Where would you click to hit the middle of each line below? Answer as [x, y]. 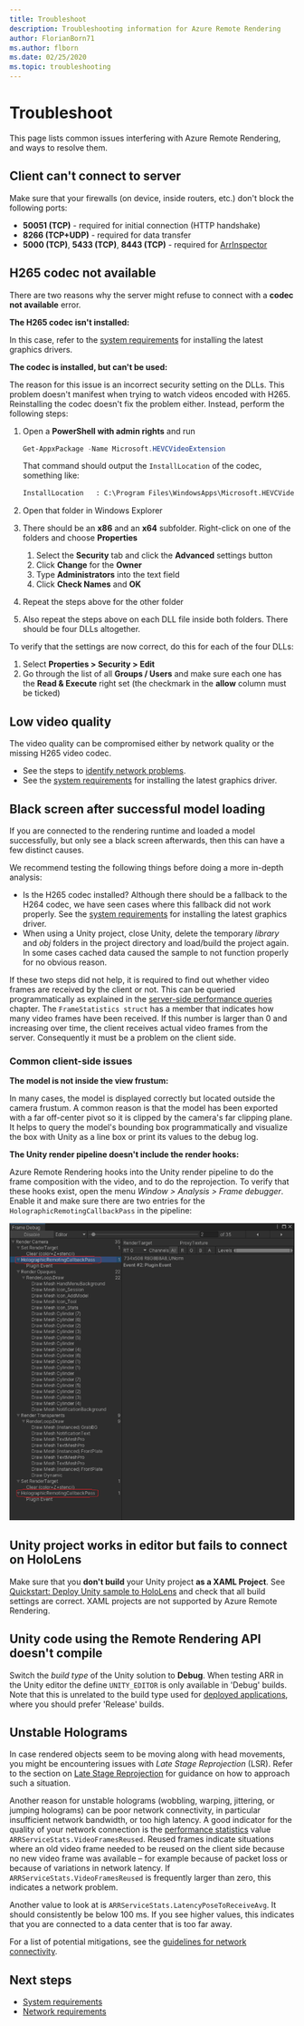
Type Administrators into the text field [108, 575]
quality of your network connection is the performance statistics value [140, 1830]
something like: [51, 475]
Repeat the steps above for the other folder [103, 602]
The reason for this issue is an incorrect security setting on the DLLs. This [147, 385]
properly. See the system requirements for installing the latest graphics [155, 914]
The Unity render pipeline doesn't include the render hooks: [124, 1154]
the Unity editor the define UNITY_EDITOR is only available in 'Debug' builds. [148, 1685]
